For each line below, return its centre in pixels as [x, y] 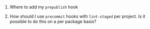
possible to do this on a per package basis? [53, 22]
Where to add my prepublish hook [44, 7]
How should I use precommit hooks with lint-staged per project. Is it [77, 16]
